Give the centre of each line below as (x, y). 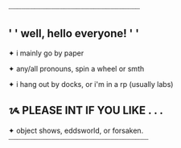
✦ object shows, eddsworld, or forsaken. (76, 130)
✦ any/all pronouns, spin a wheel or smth (76, 68)
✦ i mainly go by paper (46, 53)
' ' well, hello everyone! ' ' (74, 33)
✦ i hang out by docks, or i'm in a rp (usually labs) (91, 84)
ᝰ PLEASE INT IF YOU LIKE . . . (86, 111)
